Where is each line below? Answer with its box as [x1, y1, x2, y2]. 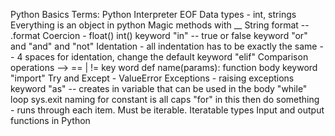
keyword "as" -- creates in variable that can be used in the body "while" [10, 83, 308, 94]
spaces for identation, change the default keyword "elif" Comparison [24, 51, 309, 63]
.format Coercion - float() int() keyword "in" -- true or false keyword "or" [10, 30, 308, 41]
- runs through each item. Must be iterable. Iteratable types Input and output [10, 104, 325, 116]
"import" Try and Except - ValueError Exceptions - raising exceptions [10, 72, 295, 84]
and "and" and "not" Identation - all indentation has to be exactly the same [10, 40, 318, 52]
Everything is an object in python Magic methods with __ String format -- [10, 19, 310, 31]
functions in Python [10, 115, 91, 126]
